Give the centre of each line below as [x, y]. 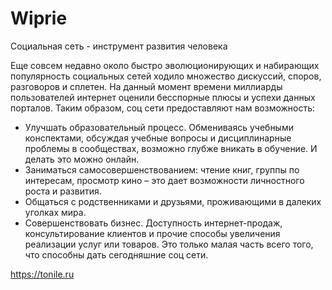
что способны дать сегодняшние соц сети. [116, 254]
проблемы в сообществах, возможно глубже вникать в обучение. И [171, 148]
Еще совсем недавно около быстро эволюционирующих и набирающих [165, 65]
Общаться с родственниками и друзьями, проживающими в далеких [173, 201]
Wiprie [39, 18]
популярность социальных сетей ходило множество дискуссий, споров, [166, 76]
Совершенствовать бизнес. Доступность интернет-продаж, [153, 223]
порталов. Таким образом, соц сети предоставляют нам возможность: [163, 108]
